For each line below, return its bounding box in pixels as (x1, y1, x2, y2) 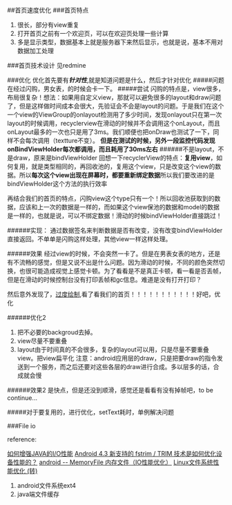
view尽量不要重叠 (17, 337, 68, 345)
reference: (7, 435, 37, 444)
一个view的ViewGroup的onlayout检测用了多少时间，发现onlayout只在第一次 (7, 111, 222, 119)
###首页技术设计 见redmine (7, 61, 86, 69)
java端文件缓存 (17, 490, 60, 498)
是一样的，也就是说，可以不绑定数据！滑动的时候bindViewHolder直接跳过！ (7, 211, 222, 220)
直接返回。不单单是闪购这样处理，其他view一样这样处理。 (7, 235, 172, 243)
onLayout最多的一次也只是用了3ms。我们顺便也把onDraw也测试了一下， (7, 128, 213, 136)
